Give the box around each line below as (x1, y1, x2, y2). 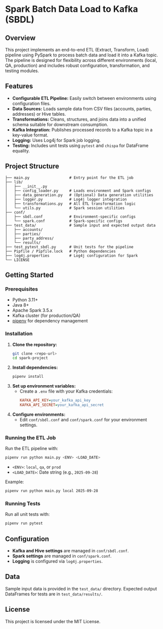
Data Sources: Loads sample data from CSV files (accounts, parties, (12, 105, 152, 112)
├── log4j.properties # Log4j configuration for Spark (5, 253, 138, 258)
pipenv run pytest (5, 521, 43, 526)
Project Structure (5, 162, 59, 171)
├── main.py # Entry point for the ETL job (5, 175, 134, 180)
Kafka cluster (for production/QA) (12, 313, 81, 318)
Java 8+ (12, 302, 29, 308)
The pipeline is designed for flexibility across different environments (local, (5, 57, 157, 63)
